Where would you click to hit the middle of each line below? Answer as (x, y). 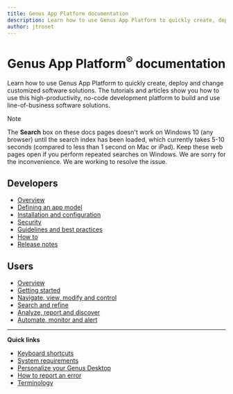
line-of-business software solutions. (59, 105)
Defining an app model (50, 207)
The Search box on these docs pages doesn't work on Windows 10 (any (110, 132)
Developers (33, 184)
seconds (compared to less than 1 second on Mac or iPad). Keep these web (115, 147)
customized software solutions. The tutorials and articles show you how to (113, 90)
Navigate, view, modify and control (67, 298)
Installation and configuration (59, 215)
